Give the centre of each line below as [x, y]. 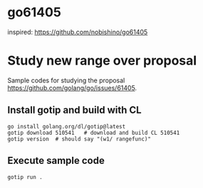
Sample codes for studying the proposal [66, 80]
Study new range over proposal [102, 61]
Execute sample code [56, 161]
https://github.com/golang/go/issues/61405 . [72, 88]
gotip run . [25, 177]
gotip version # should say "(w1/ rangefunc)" [79, 139]
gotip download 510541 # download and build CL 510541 [94, 133]
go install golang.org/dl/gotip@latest [67, 126]
